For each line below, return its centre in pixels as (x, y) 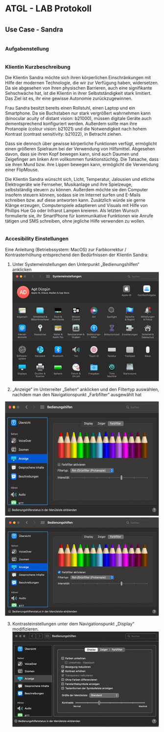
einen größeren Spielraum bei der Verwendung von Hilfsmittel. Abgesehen (80, 149)
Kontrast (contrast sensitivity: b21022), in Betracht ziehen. (64, 134)
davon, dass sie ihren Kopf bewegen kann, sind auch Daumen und (72, 154)
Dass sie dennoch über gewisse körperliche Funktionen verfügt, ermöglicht (81, 144)
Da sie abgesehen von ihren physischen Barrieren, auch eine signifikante (79, 88)
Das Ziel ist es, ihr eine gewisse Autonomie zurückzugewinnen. (69, 98)
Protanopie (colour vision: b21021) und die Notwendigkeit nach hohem (76, 129)
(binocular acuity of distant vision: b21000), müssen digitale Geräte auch (78, 118)
